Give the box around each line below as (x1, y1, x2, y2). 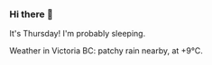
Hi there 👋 (9, 8, 54, 20)
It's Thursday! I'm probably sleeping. (9, 28, 146, 39)
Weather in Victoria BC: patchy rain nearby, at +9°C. (9, 45, 203, 56)
